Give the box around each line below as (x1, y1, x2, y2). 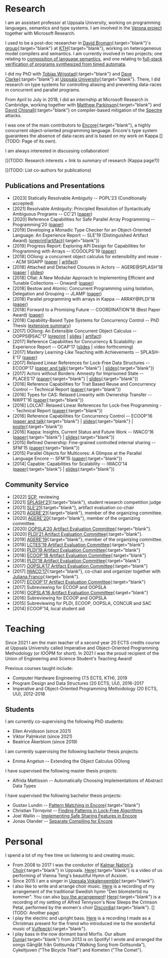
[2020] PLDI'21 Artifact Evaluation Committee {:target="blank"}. (12, 531, 143, 537)
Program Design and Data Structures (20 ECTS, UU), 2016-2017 (12, 680, 144, 686)
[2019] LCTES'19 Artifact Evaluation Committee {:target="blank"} (12, 541, 145, 548)
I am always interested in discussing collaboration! (5, 148, 109, 154)
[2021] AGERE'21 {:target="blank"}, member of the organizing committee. (12, 510, 162, 516)
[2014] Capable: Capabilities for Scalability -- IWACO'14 (12, 461, 127, 467)
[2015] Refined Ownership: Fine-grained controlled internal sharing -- (12, 439, 156, 445)
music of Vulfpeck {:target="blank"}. (12, 926, 87, 932)
